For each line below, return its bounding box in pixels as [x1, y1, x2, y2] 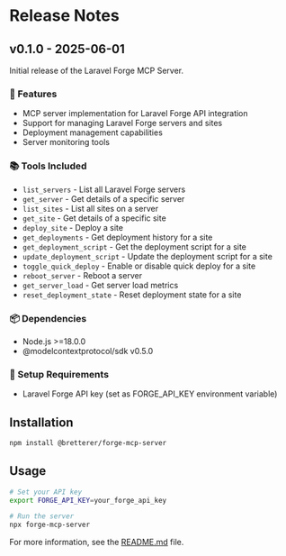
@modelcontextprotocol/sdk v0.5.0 [22, 345, 154, 356]
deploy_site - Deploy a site [22, 222, 124, 232]
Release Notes [9, 5, 120, 26]
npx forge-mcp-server [9, 520, 91, 530]
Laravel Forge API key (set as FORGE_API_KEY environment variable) [22, 388, 278, 399]
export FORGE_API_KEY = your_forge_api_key [9, 496, 167, 505]
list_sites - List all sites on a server [22, 203, 159, 214]
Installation [9, 415, 74, 430]
